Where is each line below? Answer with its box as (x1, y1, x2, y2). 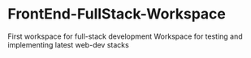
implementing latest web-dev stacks (7, 39, 129, 49)
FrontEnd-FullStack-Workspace (7, 5, 227, 23)
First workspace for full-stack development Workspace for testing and (7, 31, 243, 41)
